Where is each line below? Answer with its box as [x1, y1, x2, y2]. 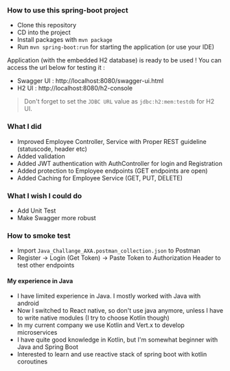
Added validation [16, 152, 65, 160]
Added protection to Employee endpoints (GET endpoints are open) [16, 167, 208, 175]
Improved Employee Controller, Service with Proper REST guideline [16, 137, 207, 145]
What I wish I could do [7, 191, 82, 200]
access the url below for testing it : [7, 64, 105, 72]
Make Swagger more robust [16, 213, 96, 222]
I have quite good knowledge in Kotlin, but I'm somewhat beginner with [16, 335, 218, 344]
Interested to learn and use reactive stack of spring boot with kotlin [16, 350, 207, 359]
